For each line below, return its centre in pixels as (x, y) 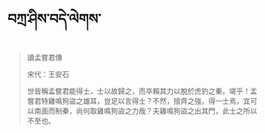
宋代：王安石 (48, 74)
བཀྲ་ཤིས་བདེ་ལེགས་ (54, 19)
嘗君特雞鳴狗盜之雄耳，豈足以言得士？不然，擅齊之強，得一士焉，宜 (138, 101)
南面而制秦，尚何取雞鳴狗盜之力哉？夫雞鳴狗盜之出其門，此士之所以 (146, 111)
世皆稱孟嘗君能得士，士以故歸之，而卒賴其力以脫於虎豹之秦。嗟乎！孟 (142, 91)
